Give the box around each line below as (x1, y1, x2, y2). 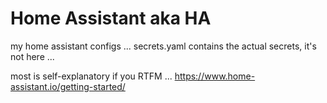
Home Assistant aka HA (10, 7, 212, 30)
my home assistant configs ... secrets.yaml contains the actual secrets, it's (10, 40, 317, 52)
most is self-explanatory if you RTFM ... (10, 70, 173, 82)
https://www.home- (174, 70, 256, 82)
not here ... (10, 50, 55, 62)
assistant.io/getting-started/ (10, 80, 126, 92)
